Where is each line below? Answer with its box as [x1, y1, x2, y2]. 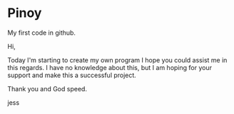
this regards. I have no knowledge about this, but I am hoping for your [7, 63, 213, 72]
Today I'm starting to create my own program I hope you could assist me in [7, 55, 228, 64]
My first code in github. [7, 28, 76, 37]
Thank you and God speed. [7, 84, 88, 93]
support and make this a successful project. [7, 71, 137, 79]
